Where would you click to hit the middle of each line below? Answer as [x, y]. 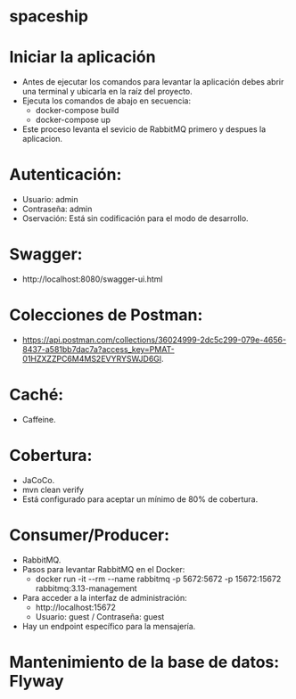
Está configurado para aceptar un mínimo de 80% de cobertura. [140, 499]
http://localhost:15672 [75, 607]
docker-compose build [77, 111]
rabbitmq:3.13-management [86, 588]
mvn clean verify [53, 489]
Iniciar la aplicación [82, 58]
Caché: [37, 395]
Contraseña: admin [57, 209]
